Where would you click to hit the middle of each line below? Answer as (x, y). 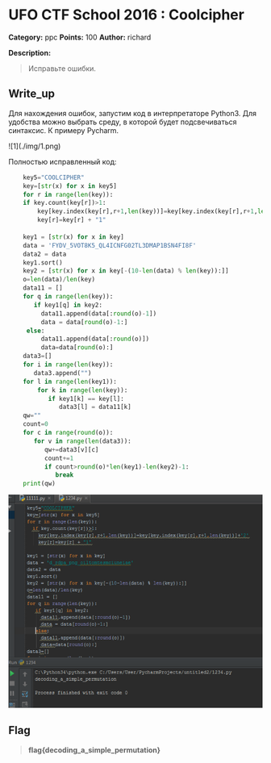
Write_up (31, 94)
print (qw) (40, 484)
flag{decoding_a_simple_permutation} (94, 750)
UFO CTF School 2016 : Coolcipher (126, 15)
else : (35, 331)
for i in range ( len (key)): (68, 365)
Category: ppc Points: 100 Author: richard (80, 37)
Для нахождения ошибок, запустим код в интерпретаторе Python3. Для (132, 113)
